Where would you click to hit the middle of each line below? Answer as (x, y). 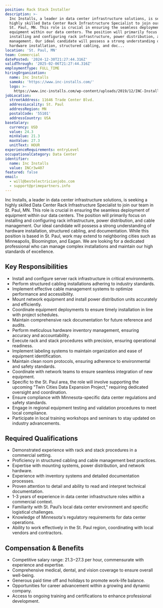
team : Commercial (23, 55)
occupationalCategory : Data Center (41, 154)
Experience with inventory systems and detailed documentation (76, 476)
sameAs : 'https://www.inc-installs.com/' (52, 82)
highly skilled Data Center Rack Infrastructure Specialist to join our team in (79, 205)
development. (26, 601)
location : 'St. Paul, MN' (31, 50)
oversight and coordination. (40, 392)
